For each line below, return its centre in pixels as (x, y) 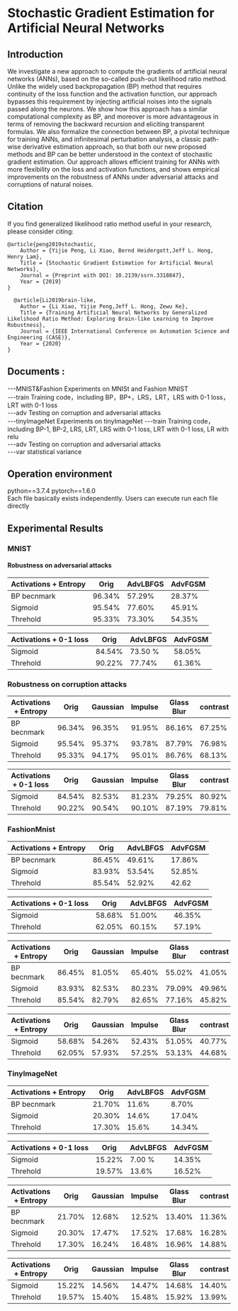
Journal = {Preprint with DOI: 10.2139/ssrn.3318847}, (103, 275)
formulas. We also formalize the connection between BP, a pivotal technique (119, 132)
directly (18, 506)
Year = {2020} (41, 343)
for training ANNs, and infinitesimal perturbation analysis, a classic (104, 139)
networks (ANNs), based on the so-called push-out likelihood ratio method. (118, 79)
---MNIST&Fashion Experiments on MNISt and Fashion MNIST (98, 389)
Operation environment (60, 474)
